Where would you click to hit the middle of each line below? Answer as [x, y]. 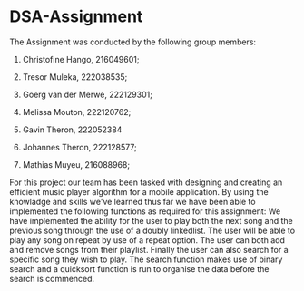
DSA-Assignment [76, 17]
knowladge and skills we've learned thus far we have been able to [132, 201]
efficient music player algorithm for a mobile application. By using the [139, 191]
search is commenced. [52, 278]
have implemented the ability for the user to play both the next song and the [151, 220]
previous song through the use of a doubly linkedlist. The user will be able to [152, 230]
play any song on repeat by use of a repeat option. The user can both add [147, 240]
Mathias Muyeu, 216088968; [76, 164]
